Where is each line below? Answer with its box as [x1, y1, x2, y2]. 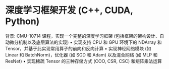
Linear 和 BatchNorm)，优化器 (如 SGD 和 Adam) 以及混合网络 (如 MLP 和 [5, 51, 158, 58]
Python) [5, 16, 40, 27]
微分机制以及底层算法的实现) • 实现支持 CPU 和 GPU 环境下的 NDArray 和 [9, 39, 162, 45]
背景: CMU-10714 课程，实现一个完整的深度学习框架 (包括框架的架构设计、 [5, 33, 160, 39]
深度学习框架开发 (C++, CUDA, [5, 5, 133, 16]
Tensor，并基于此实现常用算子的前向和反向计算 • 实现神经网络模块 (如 [5, 45, 151, 51]
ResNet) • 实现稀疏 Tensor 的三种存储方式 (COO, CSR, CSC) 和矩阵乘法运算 [5, 58, 162, 64]
